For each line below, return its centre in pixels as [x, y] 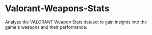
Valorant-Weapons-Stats [57, 9]
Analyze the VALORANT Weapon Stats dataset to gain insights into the [76, 22]
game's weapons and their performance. [46, 27]
